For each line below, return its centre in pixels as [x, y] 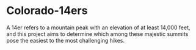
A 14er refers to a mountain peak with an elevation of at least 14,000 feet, [98, 27]
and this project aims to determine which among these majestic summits [97, 34]
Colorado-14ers [47, 11]
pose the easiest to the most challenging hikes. [66, 40]
